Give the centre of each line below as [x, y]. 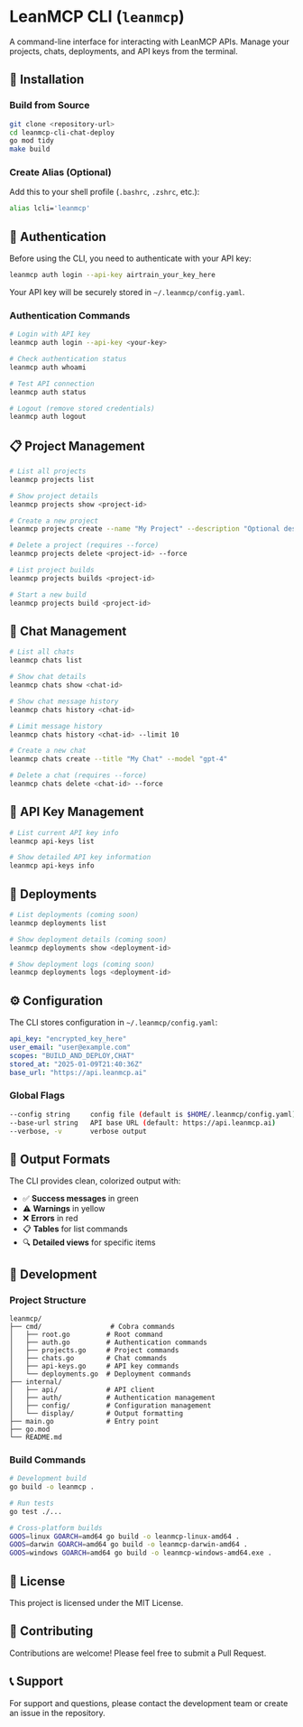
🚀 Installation [47, 80]
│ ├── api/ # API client [82, 1389]
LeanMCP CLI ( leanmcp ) [97, 17]
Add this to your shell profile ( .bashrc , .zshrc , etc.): [105, 192]
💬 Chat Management [68, 631]
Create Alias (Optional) [60, 172]
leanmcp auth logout [48, 417]
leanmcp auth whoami [48, 367]
